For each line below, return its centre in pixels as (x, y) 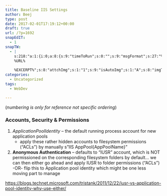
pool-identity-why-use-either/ (36, 188)
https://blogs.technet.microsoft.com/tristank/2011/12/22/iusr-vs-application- (83, 183)
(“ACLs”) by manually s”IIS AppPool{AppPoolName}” (74, 147)
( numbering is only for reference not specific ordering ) (61, 107)
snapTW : (13, 47)
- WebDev (19, 89)
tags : (11, 84)
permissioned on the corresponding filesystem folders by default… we (84, 157)
